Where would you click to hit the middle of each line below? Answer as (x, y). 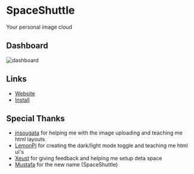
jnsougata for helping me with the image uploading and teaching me (99, 133)
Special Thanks (36, 118)
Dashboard (27, 46)
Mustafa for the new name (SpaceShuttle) (66, 164)
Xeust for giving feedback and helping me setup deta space (88, 158)
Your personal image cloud (39, 27)
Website (25, 93)
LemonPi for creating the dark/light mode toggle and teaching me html (101, 146)
